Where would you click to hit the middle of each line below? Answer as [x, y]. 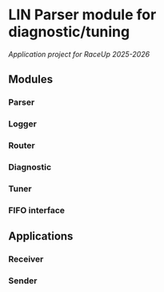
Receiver [26, 259]
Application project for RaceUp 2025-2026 [79, 54]
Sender [23, 281]
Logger [23, 124]
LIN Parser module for [82, 15]
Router [22, 146]
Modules [31, 79]
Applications [41, 236]
